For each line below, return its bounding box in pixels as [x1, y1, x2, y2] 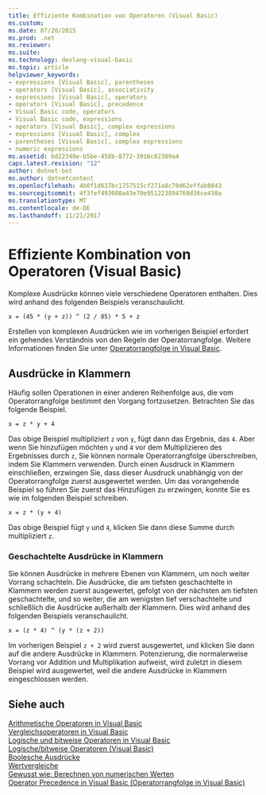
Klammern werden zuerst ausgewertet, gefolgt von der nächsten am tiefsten [8, 586, 258, 595]
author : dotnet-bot [8, 167, 73, 175]
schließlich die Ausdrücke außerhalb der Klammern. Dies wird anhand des [8, 602, 251, 613]
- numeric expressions [8, 145, 83, 153]
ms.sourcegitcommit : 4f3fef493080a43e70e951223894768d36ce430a [8, 189, 222, 197]
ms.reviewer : [8, 41, 52, 49]
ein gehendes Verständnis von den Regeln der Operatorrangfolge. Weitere [8, 335, 252, 345]
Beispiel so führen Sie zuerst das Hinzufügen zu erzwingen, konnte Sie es [8, 485, 250, 494]
